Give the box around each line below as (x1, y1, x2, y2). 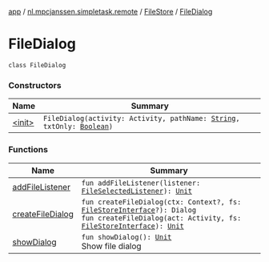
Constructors (8, 79, 62, 91)
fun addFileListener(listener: (81, 178, 201, 187)
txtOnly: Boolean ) (42, 122, 114, 131)
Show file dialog (81, 240, 142, 252)
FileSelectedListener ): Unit (81, 186, 192, 195)
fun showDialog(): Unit (81, 232, 172, 241)
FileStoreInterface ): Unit (81, 221, 184, 231)
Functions (8, 144, 48, 155)
